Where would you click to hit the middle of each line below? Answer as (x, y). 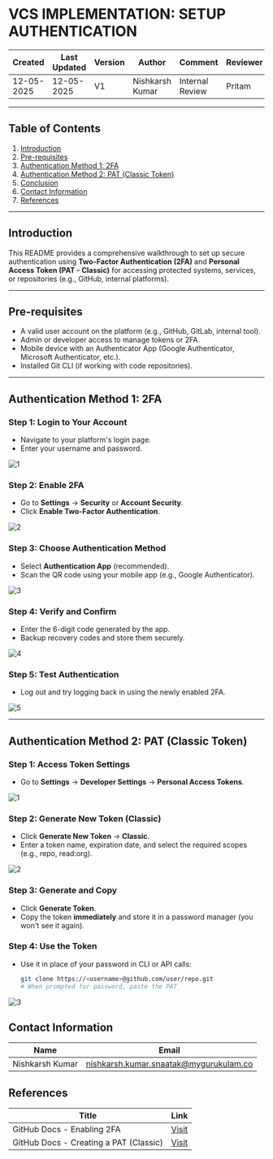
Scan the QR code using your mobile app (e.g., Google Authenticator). (137, 574)
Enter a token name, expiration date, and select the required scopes (134, 845)
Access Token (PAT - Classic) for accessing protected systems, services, (132, 270)
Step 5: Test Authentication (64, 674)
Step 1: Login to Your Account (68, 422)
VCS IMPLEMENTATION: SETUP (117, 14)
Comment (199, 62)
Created (28, 62)
